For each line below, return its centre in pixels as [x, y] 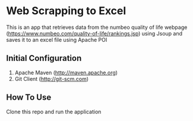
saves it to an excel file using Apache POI [57, 40]
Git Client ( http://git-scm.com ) [52, 79]
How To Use [29, 98]
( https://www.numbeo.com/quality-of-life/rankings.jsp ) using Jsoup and [94, 33]
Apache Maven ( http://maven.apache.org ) [66, 73]
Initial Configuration [44, 58]
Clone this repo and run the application [54, 112]
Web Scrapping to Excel [66, 11]
